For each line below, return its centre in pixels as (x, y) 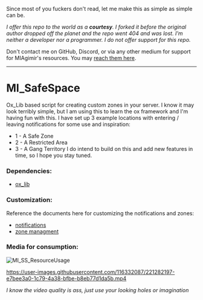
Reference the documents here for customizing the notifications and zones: (100, 213)
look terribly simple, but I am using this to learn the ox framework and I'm (97, 111)
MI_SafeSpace (43, 88)
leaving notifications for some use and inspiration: (69, 124)
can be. (16, 15)
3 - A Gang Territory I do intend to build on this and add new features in (104, 148)
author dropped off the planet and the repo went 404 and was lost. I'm (95, 33)
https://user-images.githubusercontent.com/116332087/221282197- (91, 272)
